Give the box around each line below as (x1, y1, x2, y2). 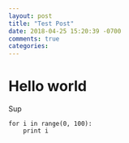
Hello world (8, 77, 88, 96)
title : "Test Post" (8, 19, 75, 28)
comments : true (8, 34, 60, 43)
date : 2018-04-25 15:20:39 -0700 (8, 27, 122, 35)
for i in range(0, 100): (8, 119, 92, 128)
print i (23, 127, 49, 135)
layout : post (8, 11, 53, 20)
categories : (8, 42, 49, 50)
